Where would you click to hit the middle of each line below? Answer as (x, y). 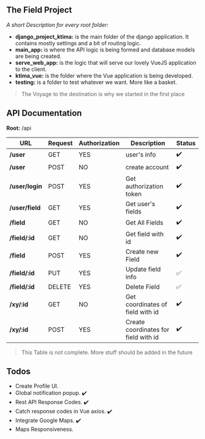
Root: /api (19, 128)
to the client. (31, 69)
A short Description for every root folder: (57, 24)
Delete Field (142, 287)
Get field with (145, 234)
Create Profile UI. (37, 386)
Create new (142, 251)
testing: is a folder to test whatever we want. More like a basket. (96, 82)
